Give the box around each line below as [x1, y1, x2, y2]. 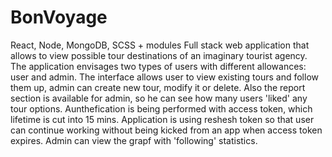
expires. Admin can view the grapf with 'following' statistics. [10, 134, 258, 146]
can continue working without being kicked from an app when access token [10, 124, 323, 136]
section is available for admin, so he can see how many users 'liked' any [10, 92, 308, 104]
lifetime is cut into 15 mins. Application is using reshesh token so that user [10, 113, 315, 125]
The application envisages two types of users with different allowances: [10, 60, 307, 72]
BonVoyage [10, 6, 108, 29]
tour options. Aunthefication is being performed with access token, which [10, 102, 313, 115]
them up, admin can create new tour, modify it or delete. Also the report [10, 81, 306, 93]
